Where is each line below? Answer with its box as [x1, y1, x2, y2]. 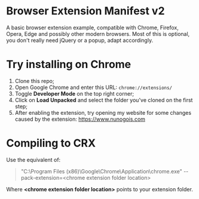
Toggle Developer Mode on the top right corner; [14, 90, 134, 97]
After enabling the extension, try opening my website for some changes [14, 109, 192, 116]
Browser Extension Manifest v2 [6, 4, 166, 18]
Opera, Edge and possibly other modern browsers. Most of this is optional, [6, 30, 190, 37]
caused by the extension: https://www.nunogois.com [14, 115, 145, 123]
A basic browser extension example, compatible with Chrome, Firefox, [6, 24, 179, 31]
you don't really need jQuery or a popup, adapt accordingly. [6, 36, 154, 44]
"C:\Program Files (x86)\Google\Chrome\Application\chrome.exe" [20, 167, 182, 174]
